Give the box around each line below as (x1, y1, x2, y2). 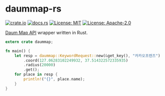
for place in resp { (14, 72, 58, 77)
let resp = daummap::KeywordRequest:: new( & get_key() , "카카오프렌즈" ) (14, 53, 161, 58)
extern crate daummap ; (5, 39, 53, 44)
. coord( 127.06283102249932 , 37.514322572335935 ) (23, 58, 128, 63)
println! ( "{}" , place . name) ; (23, 77, 85, 82)
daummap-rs (5, 3, 62, 15)
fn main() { (5, 49, 30, 54)
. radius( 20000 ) (23, 63, 56, 68)
